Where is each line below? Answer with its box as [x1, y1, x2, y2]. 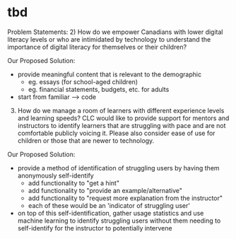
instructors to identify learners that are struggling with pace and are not [17, 121, 226, 129]
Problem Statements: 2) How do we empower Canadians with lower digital [7, 28, 223, 36]
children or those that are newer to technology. [17, 136, 155, 145]
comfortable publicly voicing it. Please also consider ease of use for [17, 129, 216, 137]
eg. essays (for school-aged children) [28, 77, 138, 86]
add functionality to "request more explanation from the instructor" [28, 194, 223, 202]
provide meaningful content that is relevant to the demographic [17, 70, 202, 78]
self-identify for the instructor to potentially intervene [17, 223, 172, 232]
